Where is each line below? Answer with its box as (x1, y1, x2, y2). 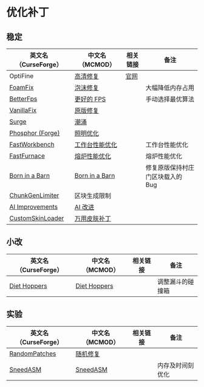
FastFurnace (9, 152, 46, 160)
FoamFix (9, 83, 34, 91)
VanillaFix (9, 106, 37, 114)
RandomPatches (9, 349, 56, 358)
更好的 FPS (74, 95, 106, 103)
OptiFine (9, 72, 34, 80)
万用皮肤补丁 (74, 214, 111, 223)
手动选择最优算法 (145, 95, 194, 103)
